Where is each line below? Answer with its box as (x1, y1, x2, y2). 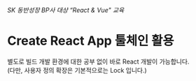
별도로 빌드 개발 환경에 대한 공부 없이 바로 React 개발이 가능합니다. (7, 57, 190, 66)
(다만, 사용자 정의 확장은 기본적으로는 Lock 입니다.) (7, 66, 147, 74)
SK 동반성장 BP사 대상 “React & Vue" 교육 (7, 6, 125, 14)
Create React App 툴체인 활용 (7, 33, 174, 48)
